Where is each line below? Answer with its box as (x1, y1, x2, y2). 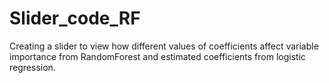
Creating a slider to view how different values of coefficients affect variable (9, 40, 319, 52)
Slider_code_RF (9, 7, 141, 30)
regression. (9, 61, 56, 73)
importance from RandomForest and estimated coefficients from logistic (9, 50, 307, 62)
